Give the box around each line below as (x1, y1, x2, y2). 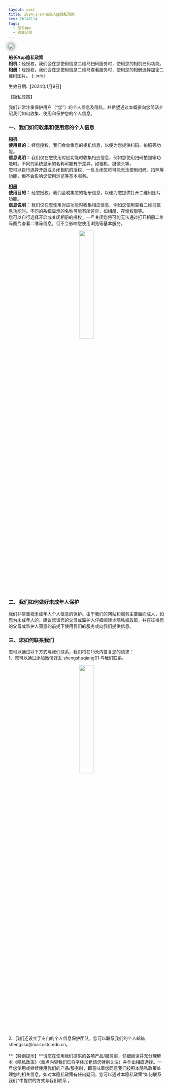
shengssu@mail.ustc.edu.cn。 (8, 1041, 70, 1047)
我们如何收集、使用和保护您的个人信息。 (12, 110, 95, 116)
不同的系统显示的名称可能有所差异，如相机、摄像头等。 (21, 161, 134, 167)
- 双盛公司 (13, 30, 33, 35)
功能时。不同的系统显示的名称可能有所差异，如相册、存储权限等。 (12, 208, 147, 214)
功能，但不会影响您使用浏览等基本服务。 (8, 173, 91, 179)
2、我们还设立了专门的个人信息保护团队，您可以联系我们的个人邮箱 (8, 1035, 145, 1041)
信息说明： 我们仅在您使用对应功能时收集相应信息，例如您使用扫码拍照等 (8, 155, 157, 161)
